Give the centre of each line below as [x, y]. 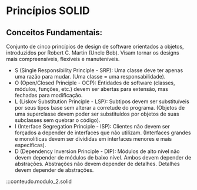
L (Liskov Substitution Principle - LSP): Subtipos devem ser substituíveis [102, 101]
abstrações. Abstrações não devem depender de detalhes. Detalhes [97, 164]
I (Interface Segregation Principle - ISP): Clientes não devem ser [92, 126]
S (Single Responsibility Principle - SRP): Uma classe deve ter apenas [99, 70]
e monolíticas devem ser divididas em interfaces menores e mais [93, 139]
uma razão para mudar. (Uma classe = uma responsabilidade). [90, 77]
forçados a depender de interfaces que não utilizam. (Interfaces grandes [103, 133]
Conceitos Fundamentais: [54, 33]
